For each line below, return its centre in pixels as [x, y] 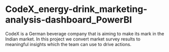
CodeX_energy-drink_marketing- [76, 9]
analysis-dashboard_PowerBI [69, 20]
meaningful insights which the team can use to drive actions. [68, 44]
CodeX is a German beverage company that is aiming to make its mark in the [85, 33]
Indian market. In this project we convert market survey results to [73, 39]
